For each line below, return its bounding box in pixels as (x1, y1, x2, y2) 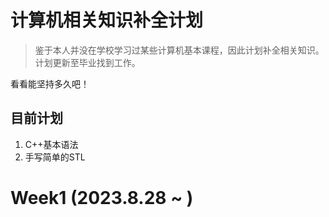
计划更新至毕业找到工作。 (34, 56, 141, 68)
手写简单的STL (24, 151, 86, 163)
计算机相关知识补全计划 (10, 9, 204, 32)
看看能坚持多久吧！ (10, 77, 90, 90)
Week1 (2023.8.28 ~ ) (10, 186, 194, 209)
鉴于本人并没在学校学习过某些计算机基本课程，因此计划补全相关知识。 (34, 44, 325, 56)
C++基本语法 (24, 138, 79, 150)
